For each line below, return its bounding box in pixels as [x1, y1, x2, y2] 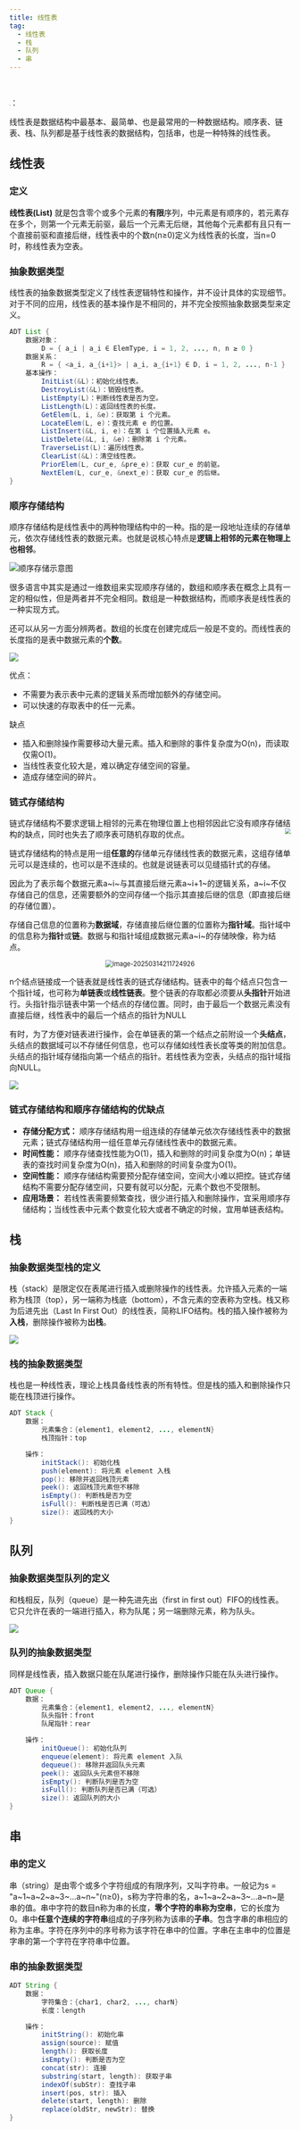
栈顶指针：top [41, 1434, 87, 1443]
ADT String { [9, 1981, 58, 1991]
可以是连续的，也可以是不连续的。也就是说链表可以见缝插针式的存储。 [16, 859, 275, 870]
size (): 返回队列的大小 [41, 1793, 121, 1803]
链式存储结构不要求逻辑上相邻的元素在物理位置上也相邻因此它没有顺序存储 [9, 818, 283, 828]
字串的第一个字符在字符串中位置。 [9, 1935, 135, 1946]
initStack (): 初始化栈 [41, 1458, 121, 1467]
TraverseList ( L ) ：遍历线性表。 [41, 444, 148, 453]
